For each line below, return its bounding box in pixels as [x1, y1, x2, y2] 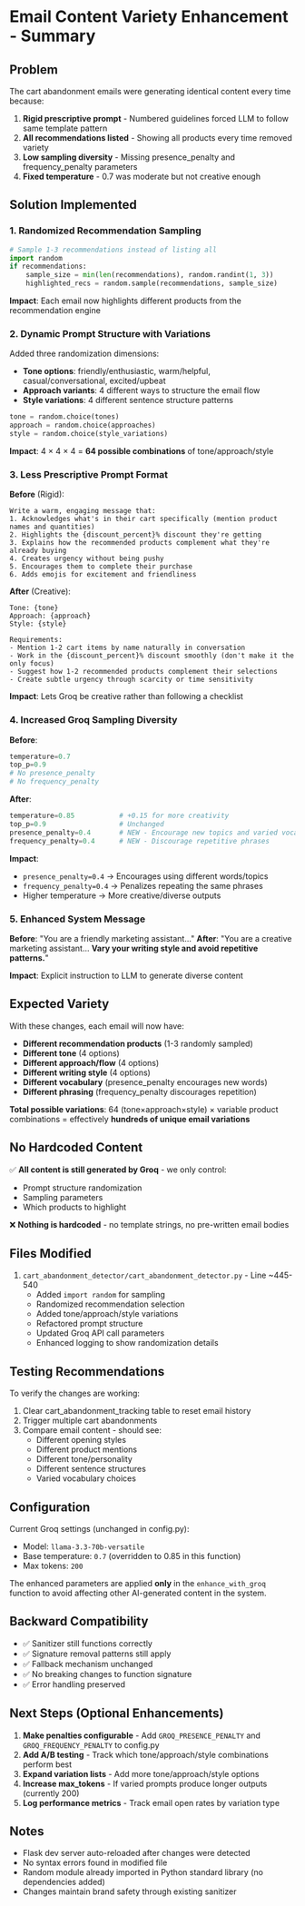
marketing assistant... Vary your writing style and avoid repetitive [9, 943, 259, 953]
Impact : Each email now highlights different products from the [9, 295, 242, 306]
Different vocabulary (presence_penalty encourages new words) [22, 1076, 268, 1087]
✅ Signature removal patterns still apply [22, 1648, 172, 1659]
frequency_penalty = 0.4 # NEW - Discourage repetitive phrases [9, 836, 271, 845]
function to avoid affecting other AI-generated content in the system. [9, 1587, 267, 1598]
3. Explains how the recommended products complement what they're [9, 538, 271, 548]
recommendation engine [9, 305, 102, 316]
